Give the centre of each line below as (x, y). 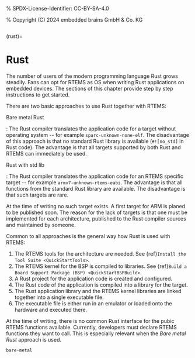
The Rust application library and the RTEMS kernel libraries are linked (98, 291)
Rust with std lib (25, 165)
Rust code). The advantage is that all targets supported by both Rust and (93, 147)
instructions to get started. (38, 94)
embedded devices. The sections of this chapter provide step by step (90, 88)
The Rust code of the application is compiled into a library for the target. (101, 285)
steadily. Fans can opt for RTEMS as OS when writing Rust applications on (95, 82)
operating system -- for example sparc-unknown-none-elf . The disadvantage (98, 135)
